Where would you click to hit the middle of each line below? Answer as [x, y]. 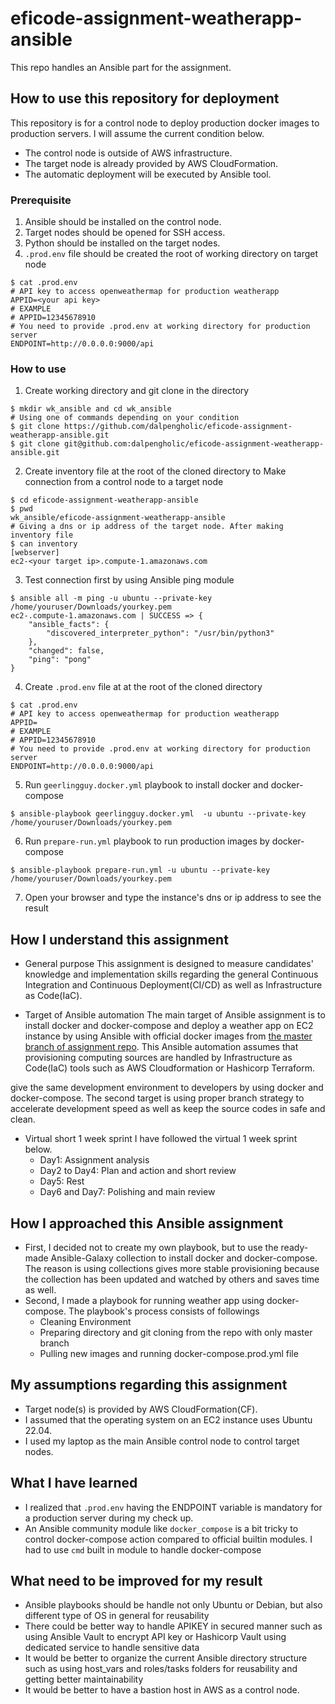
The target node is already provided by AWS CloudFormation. [151, 163]
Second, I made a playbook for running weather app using [144, 1300]
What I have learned [74, 1483]
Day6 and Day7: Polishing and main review [127, 1192]
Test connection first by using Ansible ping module [129, 580]
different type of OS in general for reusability [117, 1616]
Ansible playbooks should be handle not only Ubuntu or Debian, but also [173, 1605]
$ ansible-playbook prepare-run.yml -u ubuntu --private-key [140, 870]
